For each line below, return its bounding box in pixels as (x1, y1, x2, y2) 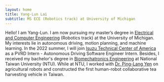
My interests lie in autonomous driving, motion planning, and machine (5, 40, 146, 46)
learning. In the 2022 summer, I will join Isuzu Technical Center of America (5, 45, 156, 52)
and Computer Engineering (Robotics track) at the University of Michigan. (5, 35, 154, 41)
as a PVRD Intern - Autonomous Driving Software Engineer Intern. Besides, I (5, 51, 160, 56)
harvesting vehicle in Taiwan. (5, 72, 64, 78)
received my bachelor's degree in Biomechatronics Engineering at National (5, 56, 157, 62)
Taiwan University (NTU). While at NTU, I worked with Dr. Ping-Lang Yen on (5, 61, 159, 67)
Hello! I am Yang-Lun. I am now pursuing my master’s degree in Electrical (5, 30, 154, 36)
